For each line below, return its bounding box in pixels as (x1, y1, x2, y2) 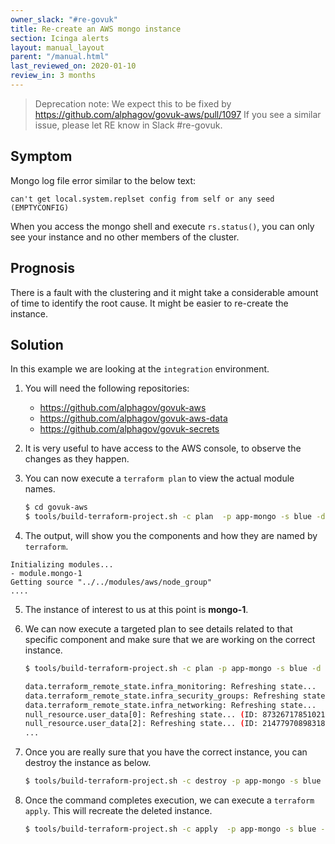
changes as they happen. (24, 453, 130, 465)
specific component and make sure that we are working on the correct (24, 634, 316, 646)
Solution (10, 336, 64, 353)
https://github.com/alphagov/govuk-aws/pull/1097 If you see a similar (34, 108, 322, 120)
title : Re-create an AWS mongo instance (10, 24, 182, 34)
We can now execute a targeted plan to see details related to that (24, 623, 293, 635)
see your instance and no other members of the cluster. (10, 231, 240, 243)
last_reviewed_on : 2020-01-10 (10, 61, 137, 71)
